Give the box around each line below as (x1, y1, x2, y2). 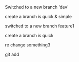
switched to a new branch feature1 (5, 23, 75, 29)
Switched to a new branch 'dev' (5, 4, 69, 10)
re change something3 (5, 42, 51, 48)
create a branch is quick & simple (5, 14, 72, 19)
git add (5, 51, 20, 57)
